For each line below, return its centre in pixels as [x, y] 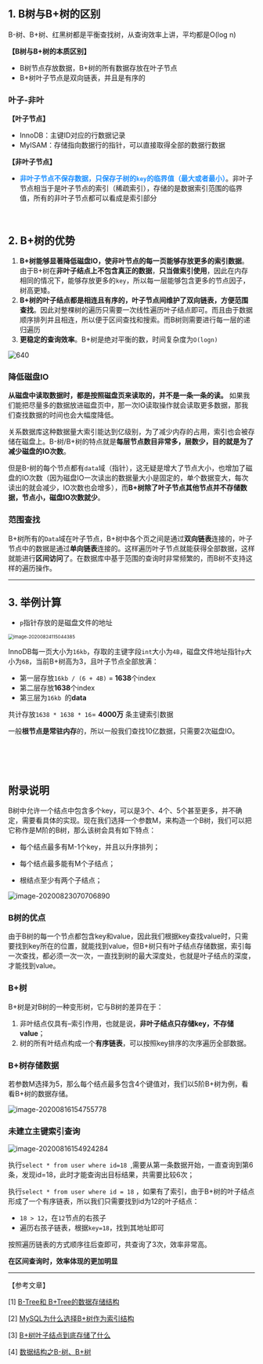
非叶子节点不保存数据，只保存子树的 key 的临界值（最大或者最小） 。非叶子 [136, 178]
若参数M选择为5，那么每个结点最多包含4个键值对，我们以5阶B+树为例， [125, 1084]
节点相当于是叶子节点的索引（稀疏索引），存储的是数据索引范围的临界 [131, 188]
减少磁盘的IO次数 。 [39, 452]
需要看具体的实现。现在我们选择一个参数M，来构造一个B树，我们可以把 [137, 821]
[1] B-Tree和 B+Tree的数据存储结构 [64, 1302]
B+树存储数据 [34, 1065]
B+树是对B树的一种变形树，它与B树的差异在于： [86, 1007]
